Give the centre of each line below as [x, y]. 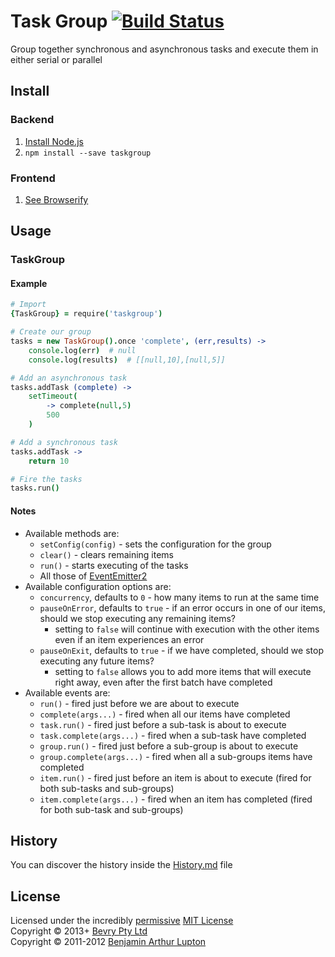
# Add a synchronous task [64, 442]
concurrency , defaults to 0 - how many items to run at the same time [179, 597]
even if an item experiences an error [129, 639]
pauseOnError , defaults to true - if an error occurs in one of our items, [182, 607]
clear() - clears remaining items [107, 554]
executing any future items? [97, 661]
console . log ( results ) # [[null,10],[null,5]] [127, 360]
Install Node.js [54, 141]
